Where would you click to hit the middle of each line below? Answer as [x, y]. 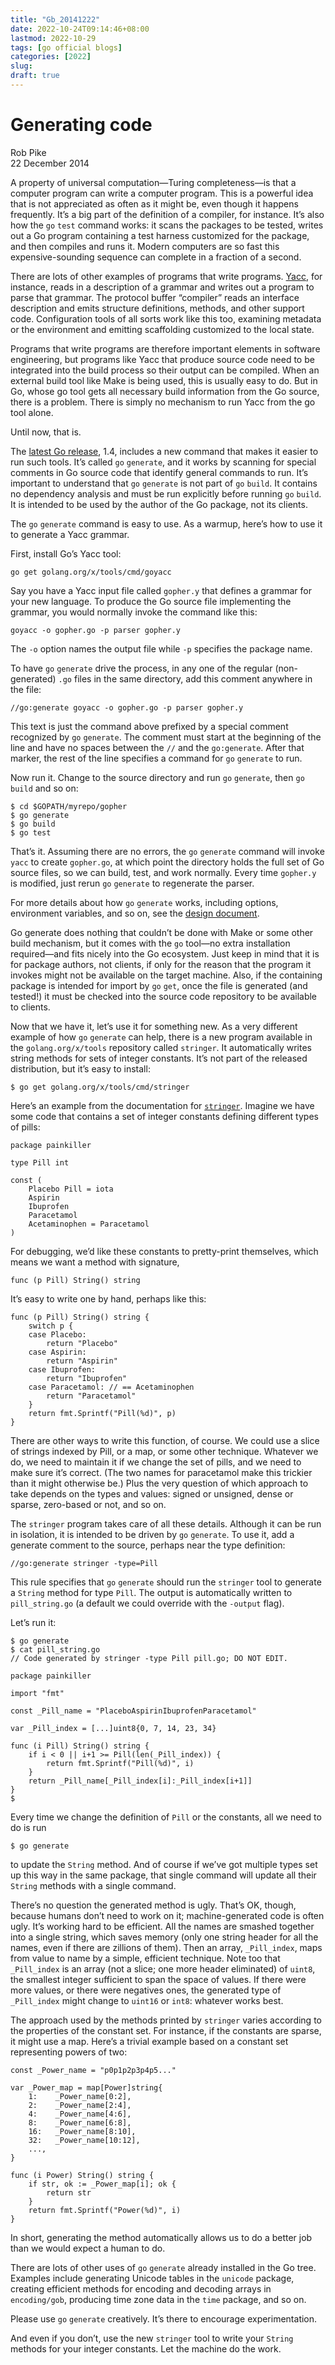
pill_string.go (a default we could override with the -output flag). [147, 1603]
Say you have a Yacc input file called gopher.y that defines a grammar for [161, 590]
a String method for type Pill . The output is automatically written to [151, 1592]
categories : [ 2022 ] [51, 57]
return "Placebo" [82, 1343]
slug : [21, 66]
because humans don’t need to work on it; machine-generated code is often [167, 1915]
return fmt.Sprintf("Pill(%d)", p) [102, 1413]
